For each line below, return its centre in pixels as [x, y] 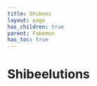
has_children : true [36, 27]
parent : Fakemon [31, 33]
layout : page [26, 20]
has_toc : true [28, 40]
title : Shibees [30, 14]
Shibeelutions [48, 74]
